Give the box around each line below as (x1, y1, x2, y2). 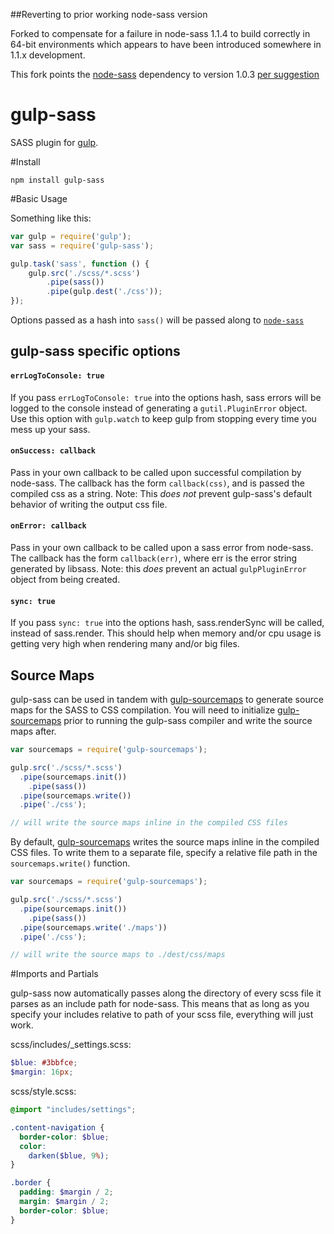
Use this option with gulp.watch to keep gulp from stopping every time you (10, 412, 317, 424)
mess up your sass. (10, 423, 91, 435)
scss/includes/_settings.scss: (10, 1039, 132, 1051)
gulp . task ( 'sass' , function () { (10, 259, 150, 269)
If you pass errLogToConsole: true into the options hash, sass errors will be (10, 391, 322, 403)
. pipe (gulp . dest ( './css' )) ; (46, 287, 163, 297)
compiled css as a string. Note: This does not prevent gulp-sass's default (10, 487, 312, 499)
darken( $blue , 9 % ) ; (28, 1150, 110, 1161)
